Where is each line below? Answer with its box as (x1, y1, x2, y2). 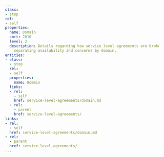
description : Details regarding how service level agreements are (9, 44, 147, 48)
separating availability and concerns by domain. (14, 48, 117, 53)
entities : (5, 52, 25, 58)
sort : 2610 (9, 35, 32, 40)
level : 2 (9, 39, 27, 44)
